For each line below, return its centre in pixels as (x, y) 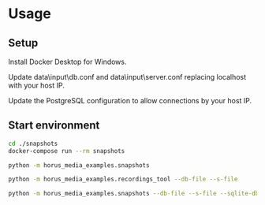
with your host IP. (36, 85)
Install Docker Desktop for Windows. (67, 61)
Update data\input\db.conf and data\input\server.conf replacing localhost (127, 77)
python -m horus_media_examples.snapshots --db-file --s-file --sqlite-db (134, 194)
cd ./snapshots (33, 143)
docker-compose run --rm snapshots (67, 151)
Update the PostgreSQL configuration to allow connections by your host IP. (130, 101)
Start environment (54, 126)
